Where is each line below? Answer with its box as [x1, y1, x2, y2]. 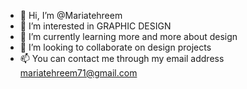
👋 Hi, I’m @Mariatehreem [19, 10, 123, 21]
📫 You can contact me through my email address [19, 53, 225, 64]
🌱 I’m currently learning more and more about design [19, 31, 238, 42]
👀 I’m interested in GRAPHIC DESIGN [19, 20, 172, 32]
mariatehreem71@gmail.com [19, 67, 138, 79]
